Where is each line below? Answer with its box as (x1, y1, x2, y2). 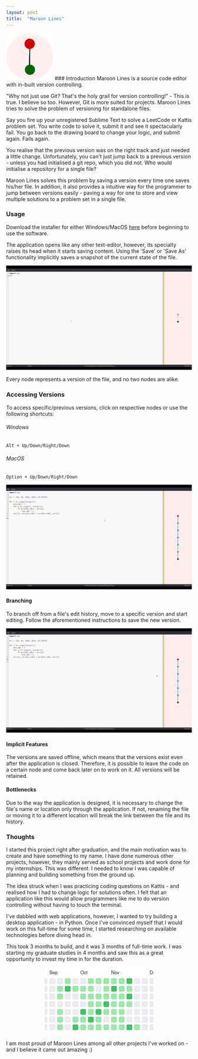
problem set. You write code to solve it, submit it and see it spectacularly (6, 123, 183, 130)
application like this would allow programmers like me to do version (6, 895, 169, 902)
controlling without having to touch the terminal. (6, 901, 123, 908)
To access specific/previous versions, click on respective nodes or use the (6, 404, 187, 411)
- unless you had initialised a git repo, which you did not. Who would (6, 159, 172, 166)
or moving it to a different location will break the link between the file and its (6, 811, 190, 819)
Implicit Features (6, 740, 48, 748)
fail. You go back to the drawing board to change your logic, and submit (6, 128, 180, 136)
